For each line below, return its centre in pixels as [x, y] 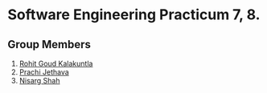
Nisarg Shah [39, 81]
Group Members [49, 44]
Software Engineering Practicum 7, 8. [134, 15]
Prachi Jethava [44, 72]
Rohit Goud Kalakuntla [56, 63]
